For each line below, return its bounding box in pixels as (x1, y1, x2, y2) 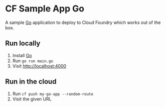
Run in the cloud (5, 78, 57, 86)
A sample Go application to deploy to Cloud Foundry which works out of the (5, 19, 161, 25)
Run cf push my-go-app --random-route (12, 91, 94, 97)
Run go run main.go (12, 58, 53, 64)
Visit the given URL (12, 96, 52, 102)
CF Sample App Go (5, 3, 85, 14)
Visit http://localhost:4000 (12, 63, 66, 69)
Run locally (5, 39, 41, 48)
